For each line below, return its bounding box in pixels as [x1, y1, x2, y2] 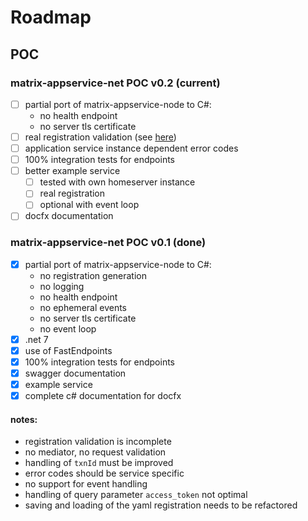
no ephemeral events [39, 301, 128, 313]
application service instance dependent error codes [24, 142, 239, 154]
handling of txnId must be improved [24, 457, 174, 469]
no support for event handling [24, 478, 148, 490]
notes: [10, 413, 38, 425]
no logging [39, 280, 85, 292]
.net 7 [24, 333, 49, 345]
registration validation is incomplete [24, 436, 172, 448]
